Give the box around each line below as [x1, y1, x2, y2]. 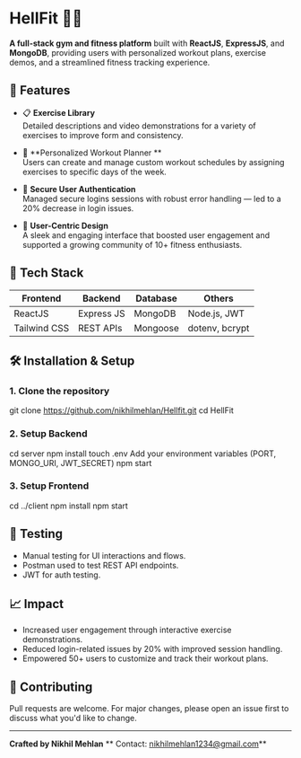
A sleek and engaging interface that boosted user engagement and [21, 229, 271, 241]
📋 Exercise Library [21, 107, 96, 118]
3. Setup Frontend [9, 480, 90, 492]
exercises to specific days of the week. [21, 166, 168, 177]
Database [135, 292, 177, 304]
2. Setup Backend [9, 427, 88, 440]
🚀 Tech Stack [9, 265, 84, 281]
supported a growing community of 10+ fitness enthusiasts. [21, 239, 243, 250]
